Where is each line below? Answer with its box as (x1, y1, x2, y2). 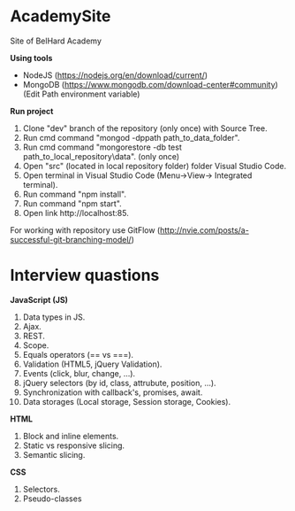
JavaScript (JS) (10, 294, 69, 305)
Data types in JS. (22, 312, 86, 322)
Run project (10, 105, 54, 116)
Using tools (10, 52, 53, 63)
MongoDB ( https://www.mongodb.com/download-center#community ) (22, 79, 279, 89)
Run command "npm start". (22, 197, 122, 209)
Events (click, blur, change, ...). (22, 368, 136, 378)
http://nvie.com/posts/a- (159, 224, 250, 236)
